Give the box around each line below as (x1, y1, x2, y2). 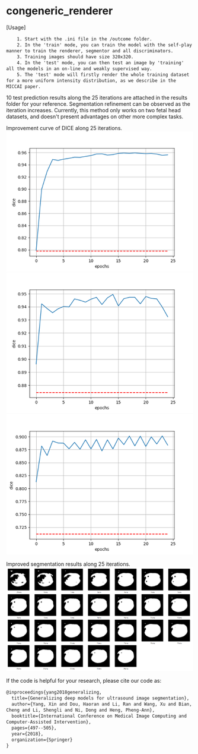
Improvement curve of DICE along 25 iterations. (6, 124, 123, 131)
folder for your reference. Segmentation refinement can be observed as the (6, 100, 191, 108)
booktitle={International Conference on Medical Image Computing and (11, 713, 187, 719)
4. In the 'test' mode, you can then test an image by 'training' (17, 59, 184, 66)
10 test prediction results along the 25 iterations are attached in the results (6, 94, 188, 101)
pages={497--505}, (11, 725, 58, 731)
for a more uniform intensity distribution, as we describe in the (6, 77, 177, 84)
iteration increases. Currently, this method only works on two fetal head (6, 106, 181, 113)
